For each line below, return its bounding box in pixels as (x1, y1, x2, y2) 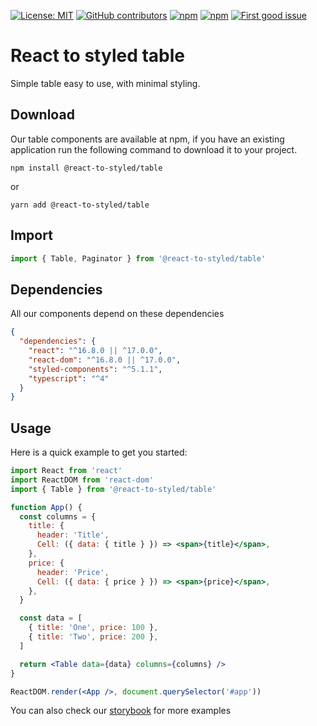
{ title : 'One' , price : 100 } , (28, 623, 159, 633)
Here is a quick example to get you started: (10, 446, 188, 459)
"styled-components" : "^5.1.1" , (28, 364, 163, 374)
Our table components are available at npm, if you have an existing (10, 133, 285, 145)
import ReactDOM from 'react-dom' (10, 475, 155, 485)
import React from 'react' (10, 466, 123, 476)
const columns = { (19, 511, 97, 522)
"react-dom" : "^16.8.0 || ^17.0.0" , (28, 355, 182, 365)
